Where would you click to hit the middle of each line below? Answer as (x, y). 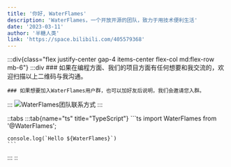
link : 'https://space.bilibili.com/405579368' (76, 40)
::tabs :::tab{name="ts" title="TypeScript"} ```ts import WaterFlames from (112, 118)
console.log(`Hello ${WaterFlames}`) (62, 139)
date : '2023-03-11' (36, 26)
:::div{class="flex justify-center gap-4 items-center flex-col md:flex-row (111, 59)
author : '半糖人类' (33, 33)
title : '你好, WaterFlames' (47, 14)
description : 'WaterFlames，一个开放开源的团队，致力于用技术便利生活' (102, 20)
